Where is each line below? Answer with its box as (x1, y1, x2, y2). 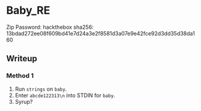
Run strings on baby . (14, 85, 67, 92)
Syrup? (14, 98, 33, 105)
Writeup (6, 53, 37, 64)
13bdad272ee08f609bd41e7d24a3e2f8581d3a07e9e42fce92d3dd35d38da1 (6, 29, 196, 37)
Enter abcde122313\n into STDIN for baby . (14, 91, 116, 99)
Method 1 (6, 71, 34, 80)
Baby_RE (6, 4, 51, 17)
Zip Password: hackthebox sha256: (6, 23, 94, 31)
